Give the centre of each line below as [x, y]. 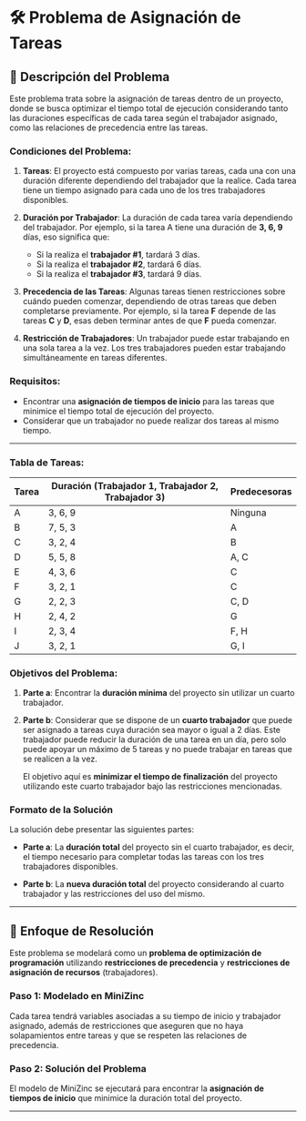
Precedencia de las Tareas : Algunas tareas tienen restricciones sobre [154, 291]
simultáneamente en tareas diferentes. [95, 358]
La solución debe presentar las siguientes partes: [102, 830]
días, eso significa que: [66, 237]
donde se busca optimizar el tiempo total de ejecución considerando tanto [149, 108]
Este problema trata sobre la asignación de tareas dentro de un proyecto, [147, 98]
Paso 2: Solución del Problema [78, 1068]
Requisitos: [35, 382]
